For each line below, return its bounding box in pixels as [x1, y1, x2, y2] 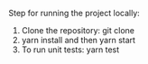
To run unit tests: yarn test [21, 44, 120, 55]
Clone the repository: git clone [21, 25, 134, 35]
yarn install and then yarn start [21, 35, 136, 45]
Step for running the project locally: [8, 8, 141, 18]
